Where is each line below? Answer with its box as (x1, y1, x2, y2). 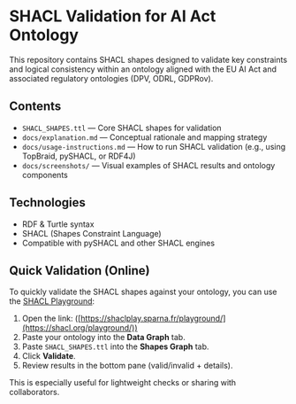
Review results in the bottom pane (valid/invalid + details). (21, 361, 233, 371)
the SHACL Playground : (9, 296, 95, 307)
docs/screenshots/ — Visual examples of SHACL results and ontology (21, 159, 276, 170)
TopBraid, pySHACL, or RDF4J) (21, 151, 136, 161)
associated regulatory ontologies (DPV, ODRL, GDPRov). (9, 73, 214, 83)
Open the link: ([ (21, 313, 81, 324)
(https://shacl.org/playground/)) (21, 322, 139, 333)
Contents (9, 99, 62, 114)
